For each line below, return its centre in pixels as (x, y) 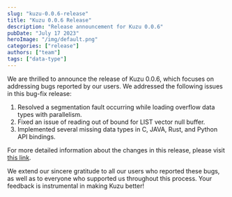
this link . (19, 157)
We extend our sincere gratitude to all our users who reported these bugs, (114, 171)
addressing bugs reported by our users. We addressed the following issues (115, 86)
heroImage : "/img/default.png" (53, 40)
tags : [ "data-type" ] (37, 59)
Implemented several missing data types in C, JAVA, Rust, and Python (117, 129)
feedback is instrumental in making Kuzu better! (76, 186)
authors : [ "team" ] (34, 53)
